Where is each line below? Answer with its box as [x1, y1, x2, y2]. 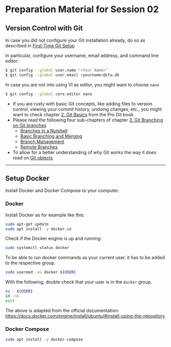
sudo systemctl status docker [5, 245, 70, 250]
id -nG [5, 294, 19, 299]
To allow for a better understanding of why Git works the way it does [12, 149, 157, 155]
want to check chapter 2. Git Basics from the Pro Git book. [12, 111, 135, 117]
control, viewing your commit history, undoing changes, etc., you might [12, 106, 162, 112]
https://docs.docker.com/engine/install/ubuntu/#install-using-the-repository [5, 312, 165, 319]
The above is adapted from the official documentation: [5, 307, 120, 313]
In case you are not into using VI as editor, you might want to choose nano [5, 81, 159, 87]
